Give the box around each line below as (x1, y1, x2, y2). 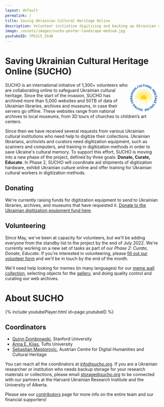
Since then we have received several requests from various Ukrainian (5, 128, 145, 134)
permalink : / (5, 13, 32, 18)
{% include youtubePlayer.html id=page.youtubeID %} (5, 309, 114, 315)
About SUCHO (5, 292, 64, 304)
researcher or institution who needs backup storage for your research (5, 366, 145, 372)
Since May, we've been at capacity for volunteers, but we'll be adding (5, 234, 145, 240)
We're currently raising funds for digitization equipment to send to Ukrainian (5, 197, 158, 203)
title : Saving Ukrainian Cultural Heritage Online (5, 18, 110, 23)
